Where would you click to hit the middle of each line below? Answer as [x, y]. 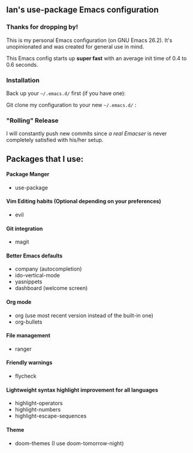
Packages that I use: [45, 159]
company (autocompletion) [48, 269]
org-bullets [28, 322]
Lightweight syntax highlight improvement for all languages [82, 390]
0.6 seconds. [22, 64]
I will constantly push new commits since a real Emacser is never [87, 134]
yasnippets [28, 282]
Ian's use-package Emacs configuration [82, 10]
